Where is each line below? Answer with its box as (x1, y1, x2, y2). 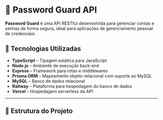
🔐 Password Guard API (5, 4, 97, 15)
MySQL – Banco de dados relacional (12, 78, 85, 84)
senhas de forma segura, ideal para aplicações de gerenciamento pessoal (5, 25, 153, 31)
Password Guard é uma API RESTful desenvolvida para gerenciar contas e (5, 20, 154, 26)
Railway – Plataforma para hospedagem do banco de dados (12, 83, 132, 89)
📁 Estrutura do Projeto (5, 107, 73, 115)
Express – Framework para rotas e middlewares (12, 68, 108, 74)
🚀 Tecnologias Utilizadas (5, 45, 81, 53)
